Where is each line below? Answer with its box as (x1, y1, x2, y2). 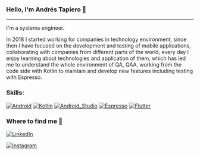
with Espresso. (6, 74, 43, 81)
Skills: (6, 88, 25, 97)
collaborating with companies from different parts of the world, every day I (6, 49, 189, 56)
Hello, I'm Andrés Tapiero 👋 (6, 5, 87, 14)
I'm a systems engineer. (6, 24, 65, 31)
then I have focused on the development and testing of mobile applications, (6, 42, 192, 49)
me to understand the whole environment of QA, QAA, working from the (6, 61, 182, 68)
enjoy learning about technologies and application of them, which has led (6, 55, 186, 62)
